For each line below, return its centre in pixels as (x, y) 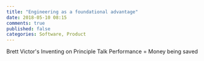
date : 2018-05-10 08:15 (37, 18)
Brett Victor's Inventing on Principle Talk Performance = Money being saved (102, 51)
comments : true (26, 23)
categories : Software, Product (46, 34)
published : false (28, 29)
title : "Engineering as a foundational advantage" (72, 12)
